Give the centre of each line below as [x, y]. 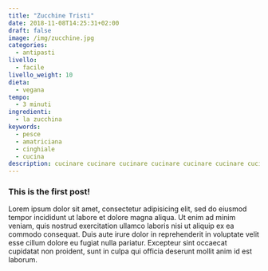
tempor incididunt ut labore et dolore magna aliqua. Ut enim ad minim [122, 218]
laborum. [23, 260]
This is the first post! [49, 192]
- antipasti [35, 53]
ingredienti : [30, 112]
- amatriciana [39, 141]
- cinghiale [35, 149]
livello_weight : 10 [41, 75]
